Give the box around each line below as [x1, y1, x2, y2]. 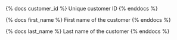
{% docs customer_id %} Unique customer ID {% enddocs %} [5, 5, 159, 12]
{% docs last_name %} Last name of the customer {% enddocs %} [5, 28, 170, 35]
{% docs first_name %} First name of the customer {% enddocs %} [5, 16, 171, 23]
